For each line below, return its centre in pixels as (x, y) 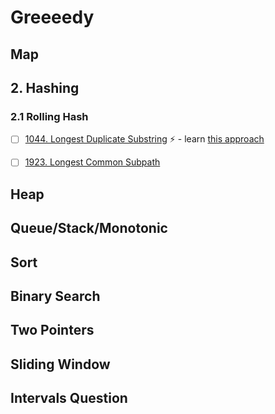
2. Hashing (45, 87)
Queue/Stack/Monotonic (89, 228)
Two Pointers (52, 330)
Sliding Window (60, 364)
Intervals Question (69, 398)
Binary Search (55, 296)
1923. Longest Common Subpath (92, 162)
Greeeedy (52, 17)
